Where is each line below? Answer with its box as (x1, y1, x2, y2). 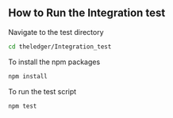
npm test (8, 102, 37, 110)
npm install (8, 72, 48, 80)
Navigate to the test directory (8, 27, 105, 36)
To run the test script (8, 86, 77, 96)
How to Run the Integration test (8, 6, 166, 20)
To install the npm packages (8, 57, 101, 67)
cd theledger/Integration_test (8, 43, 112, 51)
